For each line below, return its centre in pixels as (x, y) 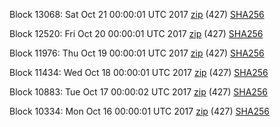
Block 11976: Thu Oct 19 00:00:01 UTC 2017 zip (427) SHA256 (137, 53)
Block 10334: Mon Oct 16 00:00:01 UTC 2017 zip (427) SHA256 (140, 111)
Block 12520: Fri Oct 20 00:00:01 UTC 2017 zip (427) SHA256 (136, 33)
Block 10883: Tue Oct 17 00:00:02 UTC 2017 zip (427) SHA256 (138, 92)
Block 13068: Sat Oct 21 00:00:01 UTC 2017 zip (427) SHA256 (137, 14)
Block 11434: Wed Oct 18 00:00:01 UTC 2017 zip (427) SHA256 (139, 72)
